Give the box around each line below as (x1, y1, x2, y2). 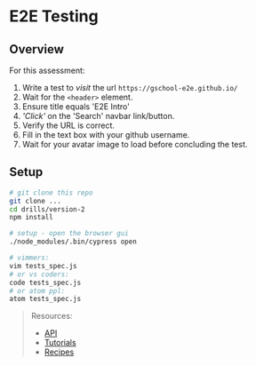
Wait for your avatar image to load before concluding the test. (21, 139, 248, 149)
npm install (9, 213, 53, 222)
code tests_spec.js (9, 278, 82, 287)
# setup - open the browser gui (9, 229, 129, 238)
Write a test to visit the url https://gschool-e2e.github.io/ (21, 83, 238, 92)
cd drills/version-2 (9, 204, 86, 214)
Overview (9, 42, 65, 57)
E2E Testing (9, 6, 100, 27)
